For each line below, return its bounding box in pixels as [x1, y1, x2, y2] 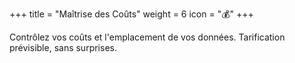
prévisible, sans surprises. [9, 42, 117, 53]
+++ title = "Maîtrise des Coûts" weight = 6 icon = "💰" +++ [9, 8, 254, 20]
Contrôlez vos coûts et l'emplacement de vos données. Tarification [9, 31, 286, 43]
